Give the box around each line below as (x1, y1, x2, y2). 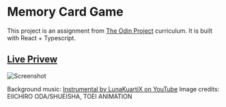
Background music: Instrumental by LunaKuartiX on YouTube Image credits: (7, 85, 220, 93)
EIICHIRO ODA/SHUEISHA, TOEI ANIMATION (7, 92, 132, 100)
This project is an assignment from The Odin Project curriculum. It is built (7, 27, 213, 35)
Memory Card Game (7, 4, 124, 20)
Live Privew (7, 54, 58, 65)
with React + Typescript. (7, 33, 76, 42)
